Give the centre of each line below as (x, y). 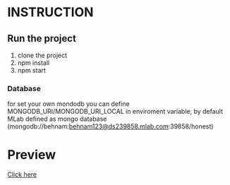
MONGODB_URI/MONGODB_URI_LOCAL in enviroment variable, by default (115, 112)
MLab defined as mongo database (57, 119)
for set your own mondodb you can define (68, 104)
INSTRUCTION (50, 12)
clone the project (42, 55)
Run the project (42, 38)
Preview (32, 155)
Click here (22, 174)
